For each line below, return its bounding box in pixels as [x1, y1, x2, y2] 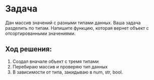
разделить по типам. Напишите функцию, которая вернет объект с [5, 25, 149, 31]
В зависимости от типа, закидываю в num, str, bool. [12, 69, 123, 75]
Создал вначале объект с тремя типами [12, 58, 99, 64]
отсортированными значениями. [5, 30, 76, 36]
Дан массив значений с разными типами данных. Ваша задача [5, 20, 141, 26]
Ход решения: [5, 45, 52, 53]
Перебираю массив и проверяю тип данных [12, 63, 108, 69]
